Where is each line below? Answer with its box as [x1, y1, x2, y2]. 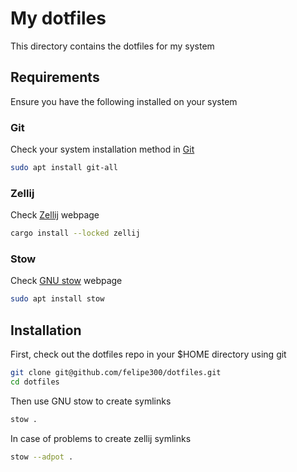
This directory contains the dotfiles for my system [10, 40, 215, 52]
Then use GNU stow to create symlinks [10, 395, 172, 407]
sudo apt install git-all [10, 163, 118, 173]
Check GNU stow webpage [10, 275, 123, 287]
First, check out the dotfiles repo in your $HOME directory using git [10, 348, 287, 361]
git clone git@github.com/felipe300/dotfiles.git [10, 368, 222, 378]
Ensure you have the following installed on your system [10, 95, 238, 107]
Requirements [10, 69, 100, 86]
